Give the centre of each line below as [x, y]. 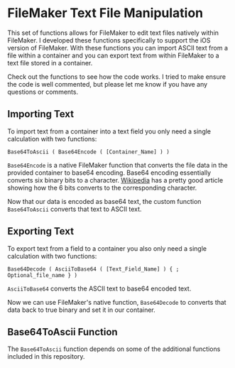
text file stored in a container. [50, 63]
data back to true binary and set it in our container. [81, 310]
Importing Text [41, 114]
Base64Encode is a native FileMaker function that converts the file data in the [118, 165]
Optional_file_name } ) [43, 275]
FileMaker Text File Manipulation [105, 13]
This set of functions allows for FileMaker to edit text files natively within [113, 33]
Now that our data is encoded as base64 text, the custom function [104, 201]
